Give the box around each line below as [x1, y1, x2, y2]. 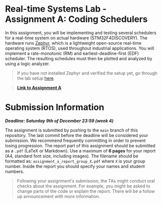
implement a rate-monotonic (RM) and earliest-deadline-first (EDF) [5, 50, 139, 56]
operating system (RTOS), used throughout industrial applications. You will [5, 45, 154, 51]
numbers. [5, 169, 24, 174]
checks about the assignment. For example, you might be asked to [17, 183, 151, 189]
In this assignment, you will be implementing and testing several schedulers [5, 30, 157, 35]
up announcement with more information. [17, 193, 100, 199]
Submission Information [5, 102, 105, 113]
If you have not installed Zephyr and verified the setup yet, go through [17, 70, 158, 76]
